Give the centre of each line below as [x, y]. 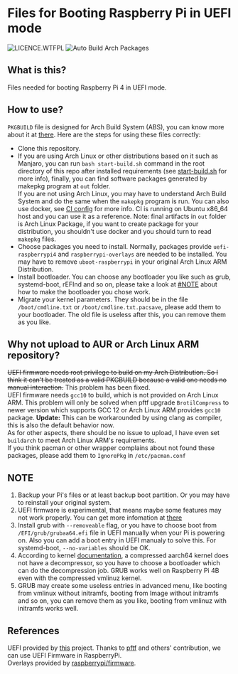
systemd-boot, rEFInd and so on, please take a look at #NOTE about [118, 284]
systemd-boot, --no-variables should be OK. [84, 548]
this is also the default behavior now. [61, 425]
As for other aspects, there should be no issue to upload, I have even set [114, 433]
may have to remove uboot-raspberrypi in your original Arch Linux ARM [122, 262]
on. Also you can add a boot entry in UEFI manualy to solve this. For [117, 540]
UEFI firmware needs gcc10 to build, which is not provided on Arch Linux [113, 395]
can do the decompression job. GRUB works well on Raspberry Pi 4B [118, 571]
